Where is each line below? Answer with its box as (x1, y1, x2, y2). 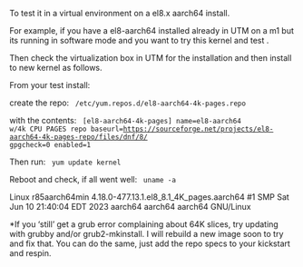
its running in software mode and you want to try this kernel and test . (9, 35, 269, 45)
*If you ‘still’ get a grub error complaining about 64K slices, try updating (9, 219, 279, 230)
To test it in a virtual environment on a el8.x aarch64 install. (9, 8, 230, 18)
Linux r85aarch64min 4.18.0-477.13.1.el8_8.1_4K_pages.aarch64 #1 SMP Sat (9, 192, 290, 203)
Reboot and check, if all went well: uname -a (9, 174, 177, 184)
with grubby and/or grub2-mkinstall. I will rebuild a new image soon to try (9, 229, 284, 239)
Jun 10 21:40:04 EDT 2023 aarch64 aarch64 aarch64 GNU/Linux (9, 202, 251, 212)
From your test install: (9, 80, 91, 90)
